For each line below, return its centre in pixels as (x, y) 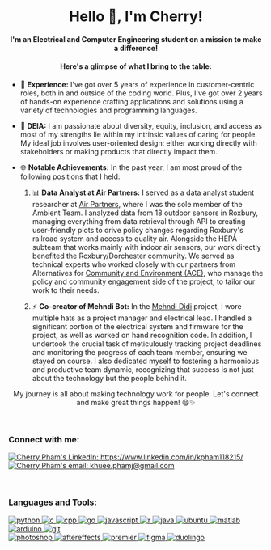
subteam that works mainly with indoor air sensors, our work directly (146, 247)
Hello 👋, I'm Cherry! (136, 17)
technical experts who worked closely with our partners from (134, 264)
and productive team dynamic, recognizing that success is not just (143, 369)
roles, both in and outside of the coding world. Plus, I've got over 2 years (141, 93)
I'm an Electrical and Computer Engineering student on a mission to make (136, 39)
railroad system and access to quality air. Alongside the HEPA (134, 239)
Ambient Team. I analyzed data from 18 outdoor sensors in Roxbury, (145, 213)
